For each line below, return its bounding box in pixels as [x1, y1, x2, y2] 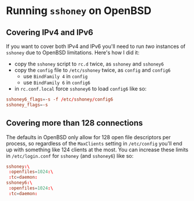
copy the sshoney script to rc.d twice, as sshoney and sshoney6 [14, 60, 164, 67]
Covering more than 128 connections [6, 118, 143, 128]
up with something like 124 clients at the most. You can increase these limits [6, 146, 189, 153]
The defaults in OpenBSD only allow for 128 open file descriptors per [6, 133, 171, 141]
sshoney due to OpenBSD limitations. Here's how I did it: [6, 49, 140, 56]
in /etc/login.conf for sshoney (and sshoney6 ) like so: [6, 152, 134, 159]
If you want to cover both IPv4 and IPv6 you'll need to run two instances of [6, 43, 186, 50]
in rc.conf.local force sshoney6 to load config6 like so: [14, 85, 147, 92]
